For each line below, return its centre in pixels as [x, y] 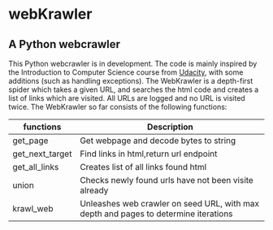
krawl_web [33, 208]
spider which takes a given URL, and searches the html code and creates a [134, 89]
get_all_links [36, 167]
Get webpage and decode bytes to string [158, 141]
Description [170, 127]
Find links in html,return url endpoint [149, 154]
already [94, 190]
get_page [30, 141]
